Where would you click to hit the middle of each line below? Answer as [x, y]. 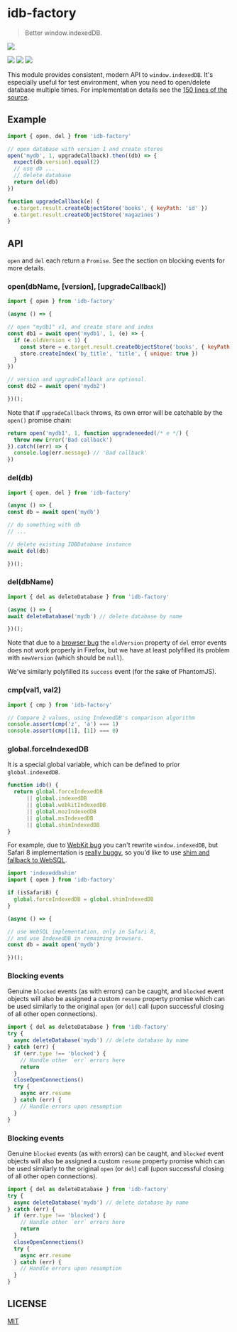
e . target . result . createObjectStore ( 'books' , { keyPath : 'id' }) [111, 208]
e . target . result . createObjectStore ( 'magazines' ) [87, 215]
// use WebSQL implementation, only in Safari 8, [82, 931]
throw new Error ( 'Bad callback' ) [63, 440]
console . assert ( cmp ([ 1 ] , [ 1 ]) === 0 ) [63, 731]
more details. [27, 268]
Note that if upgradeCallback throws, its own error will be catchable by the [115, 412]
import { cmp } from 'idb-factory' [60, 705]
